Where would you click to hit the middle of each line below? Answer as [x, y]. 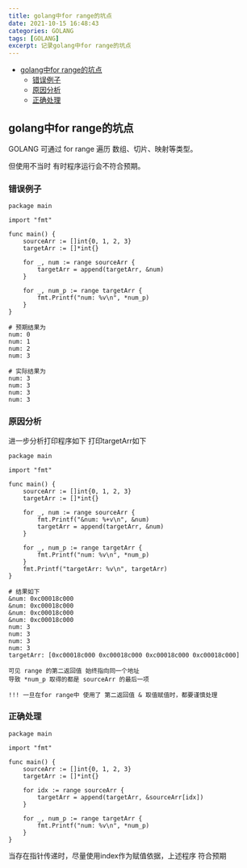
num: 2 [19, 349]
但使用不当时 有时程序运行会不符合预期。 [77, 165]
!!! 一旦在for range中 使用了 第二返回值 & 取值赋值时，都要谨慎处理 [113, 695]
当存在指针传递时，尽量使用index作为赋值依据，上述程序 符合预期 [117, 855]
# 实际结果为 [27, 372]
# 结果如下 [24, 591]
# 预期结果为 [27, 328]
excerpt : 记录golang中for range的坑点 [70, 46]
